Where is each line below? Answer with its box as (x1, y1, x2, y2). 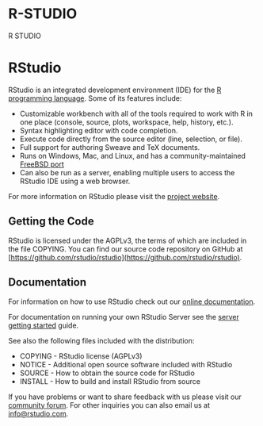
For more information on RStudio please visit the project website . (8, 191, 220, 201)
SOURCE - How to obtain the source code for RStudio (19, 368, 196, 378)
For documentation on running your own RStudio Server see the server (8, 312, 239, 321)
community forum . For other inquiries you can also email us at (8, 400, 211, 409)
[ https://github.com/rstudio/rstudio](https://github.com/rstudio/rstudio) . (8, 252, 242, 262)
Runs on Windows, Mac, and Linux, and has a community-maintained (19, 151, 246, 160)
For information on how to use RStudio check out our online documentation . (8, 297, 256, 306)
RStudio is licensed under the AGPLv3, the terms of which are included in (8, 236, 247, 245)
